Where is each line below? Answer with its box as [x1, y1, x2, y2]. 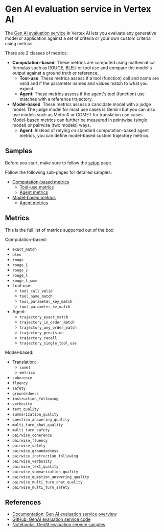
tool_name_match [19, 293, 53, 299]
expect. [19, 85, 35, 91]
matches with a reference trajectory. [19, 96, 93, 102]
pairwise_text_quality [12, 464, 59, 469]
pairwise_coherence [12, 433, 52, 438]
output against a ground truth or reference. [12, 70, 99, 76]
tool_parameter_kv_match [19, 304, 70, 309]
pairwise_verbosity [12, 459, 52, 464]
